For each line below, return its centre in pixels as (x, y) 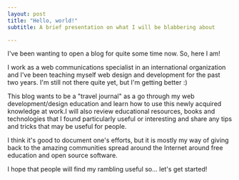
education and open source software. (62, 155)
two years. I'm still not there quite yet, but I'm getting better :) (97, 83)
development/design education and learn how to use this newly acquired (115, 104)
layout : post (27, 14)
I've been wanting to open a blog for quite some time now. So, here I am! (114, 53)
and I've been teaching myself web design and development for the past (114, 75)
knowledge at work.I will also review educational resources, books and (111, 112)
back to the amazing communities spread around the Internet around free (115, 148)
